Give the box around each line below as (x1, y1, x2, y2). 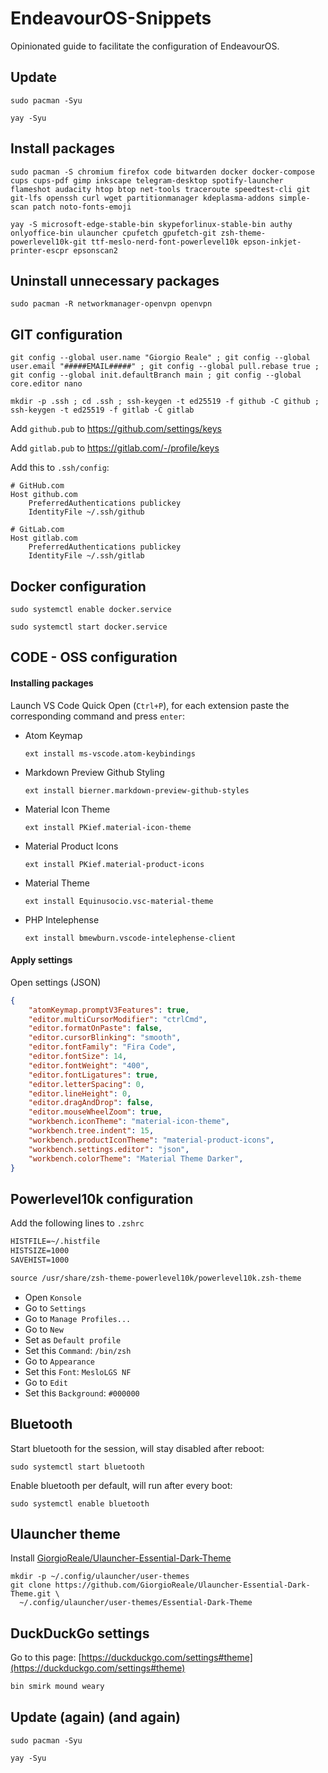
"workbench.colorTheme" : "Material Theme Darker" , (28, 1153, 244, 1164)
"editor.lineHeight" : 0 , (28, 1088, 132, 1099)
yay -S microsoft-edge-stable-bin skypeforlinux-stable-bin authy (10, 219, 293, 229)
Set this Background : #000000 (24, 1387, 140, 1399)
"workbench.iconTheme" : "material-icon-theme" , (28, 1117, 230, 1127)
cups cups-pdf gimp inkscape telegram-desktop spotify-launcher (10, 175, 284, 186)
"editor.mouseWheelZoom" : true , (28, 1107, 163, 1117)
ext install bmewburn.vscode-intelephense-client (24, 933, 237, 943)
